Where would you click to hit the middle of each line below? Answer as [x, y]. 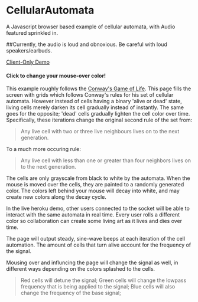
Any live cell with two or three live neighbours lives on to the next [100, 132]
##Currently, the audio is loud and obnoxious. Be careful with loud [87, 44]
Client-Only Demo [28, 62]
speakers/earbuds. [29, 50]
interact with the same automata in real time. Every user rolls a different [93, 215]
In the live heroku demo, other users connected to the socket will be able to [98, 209]
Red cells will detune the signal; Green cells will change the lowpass [103, 280]
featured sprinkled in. [32, 32]
